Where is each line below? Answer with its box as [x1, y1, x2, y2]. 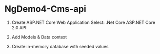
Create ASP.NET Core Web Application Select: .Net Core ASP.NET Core [11, 19, 156, 25]
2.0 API [11, 24, 27, 30]
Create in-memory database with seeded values [11, 43, 109, 49]
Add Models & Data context [11, 34, 67, 40]
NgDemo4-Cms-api [4, 3, 86, 15]
